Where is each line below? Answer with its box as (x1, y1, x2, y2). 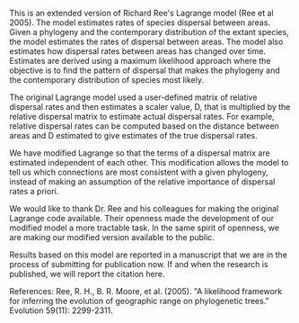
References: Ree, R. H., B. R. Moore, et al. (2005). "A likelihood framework (9, 286, 283, 296)
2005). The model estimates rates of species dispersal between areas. (9, 17, 271, 28)
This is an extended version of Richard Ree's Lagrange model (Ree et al (9, 8, 274, 18)
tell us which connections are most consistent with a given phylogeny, (9, 166, 268, 177)
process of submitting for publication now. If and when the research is (9, 259, 268, 269)
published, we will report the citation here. (9, 269, 165, 279)
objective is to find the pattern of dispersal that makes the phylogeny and (9, 65, 280, 76)
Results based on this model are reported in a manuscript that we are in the (9, 249, 287, 260)
